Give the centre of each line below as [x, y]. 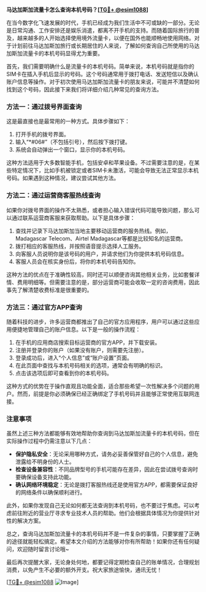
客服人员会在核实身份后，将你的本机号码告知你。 [77, 261]
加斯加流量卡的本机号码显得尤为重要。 [55, 53]
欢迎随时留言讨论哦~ [43, 549]
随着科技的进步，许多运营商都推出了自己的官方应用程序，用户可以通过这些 [100, 321]
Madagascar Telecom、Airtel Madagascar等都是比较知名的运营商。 [101, 238]
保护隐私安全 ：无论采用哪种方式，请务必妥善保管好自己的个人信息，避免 [106, 454]
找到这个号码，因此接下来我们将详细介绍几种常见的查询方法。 [84, 89]
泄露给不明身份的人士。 [45, 462]
